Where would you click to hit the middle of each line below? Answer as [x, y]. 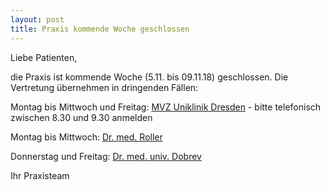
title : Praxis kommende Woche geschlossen [100, 29]
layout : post [37, 19]
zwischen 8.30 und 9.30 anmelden [81, 117]
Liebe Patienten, [44, 57]
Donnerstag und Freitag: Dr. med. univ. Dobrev [106, 156]
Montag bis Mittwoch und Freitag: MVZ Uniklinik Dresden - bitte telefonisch [166, 107]
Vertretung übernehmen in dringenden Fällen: [104, 87]
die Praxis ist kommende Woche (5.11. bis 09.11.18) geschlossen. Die [149, 77]
